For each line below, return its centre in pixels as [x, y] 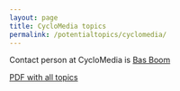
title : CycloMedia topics [58, 26]
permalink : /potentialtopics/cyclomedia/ [88, 34]
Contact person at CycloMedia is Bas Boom [90, 60]
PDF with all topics [44, 77]
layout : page [34, 18]
